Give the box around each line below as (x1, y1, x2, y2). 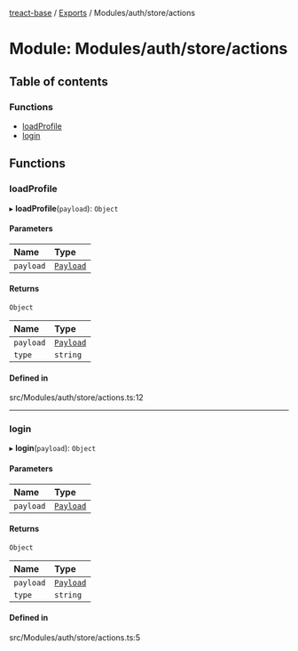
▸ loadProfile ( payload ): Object (9, 203, 119, 213)
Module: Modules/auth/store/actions (9, 39, 288, 59)
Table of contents (9, 74, 108, 89)
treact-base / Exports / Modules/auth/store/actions (9, 8, 196, 18)
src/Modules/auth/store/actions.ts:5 (9, 632, 140, 643)
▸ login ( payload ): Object (9, 443, 96, 454)
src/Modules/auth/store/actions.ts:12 (9, 392, 144, 403)
